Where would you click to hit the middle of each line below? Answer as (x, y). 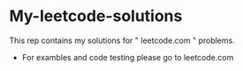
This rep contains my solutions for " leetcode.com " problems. (122, 40)
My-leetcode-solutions (96, 16)
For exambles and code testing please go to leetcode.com (128, 57)
